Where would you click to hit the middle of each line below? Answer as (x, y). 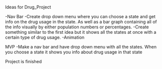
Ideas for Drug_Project (28, 7)
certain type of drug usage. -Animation (45, 37)
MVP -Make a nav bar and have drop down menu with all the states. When (81, 47)
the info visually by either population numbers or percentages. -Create (77, 27)
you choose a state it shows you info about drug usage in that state (74, 52)
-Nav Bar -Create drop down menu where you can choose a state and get (81, 16)
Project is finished (24, 61)
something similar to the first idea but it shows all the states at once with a (81, 32)
